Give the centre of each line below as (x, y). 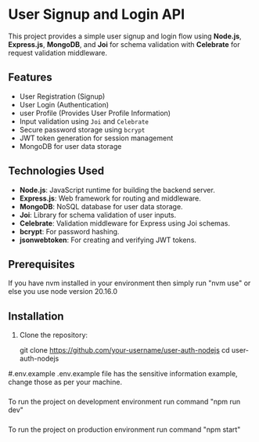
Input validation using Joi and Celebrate (84, 121)
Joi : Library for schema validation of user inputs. (98, 215)
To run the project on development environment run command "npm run (124, 402)
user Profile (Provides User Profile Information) (95, 113)
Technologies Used (56, 171)
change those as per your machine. (65, 382)
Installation (36, 316)
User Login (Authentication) (64, 104)
